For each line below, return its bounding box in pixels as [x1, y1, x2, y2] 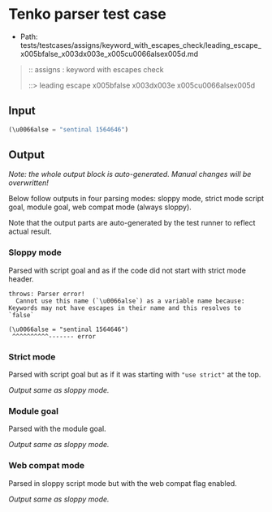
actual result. [8, 226, 52, 236]
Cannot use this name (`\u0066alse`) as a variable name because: [15, 297, 245, 305]
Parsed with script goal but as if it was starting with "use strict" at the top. [8, 370, 261, 380]
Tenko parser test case [8, 5, 166, 24]
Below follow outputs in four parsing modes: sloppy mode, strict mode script [8, 194, 265, 204]
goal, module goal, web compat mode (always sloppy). [8, 202, 192, 212]
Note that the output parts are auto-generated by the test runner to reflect [8, 218, 256, 228]
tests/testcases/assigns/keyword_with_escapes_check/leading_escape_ [19, 40, 261, 49]
